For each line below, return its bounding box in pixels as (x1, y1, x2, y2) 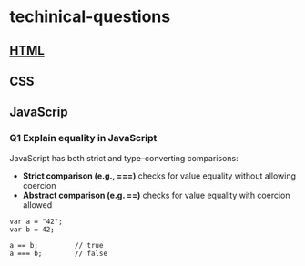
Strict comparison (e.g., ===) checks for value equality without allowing (22, 170, 297, 181)
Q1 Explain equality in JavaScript (9, 132, 158, 145)
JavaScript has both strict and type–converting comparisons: (9, 152, 239, 163)
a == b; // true (9, 240, 104, 250)
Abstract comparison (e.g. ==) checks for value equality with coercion (22, 189, 290, 200)
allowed (22, 199, 53, 210)
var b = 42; (9, 225, 55, 234)
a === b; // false (9, 249, 107, 258)
